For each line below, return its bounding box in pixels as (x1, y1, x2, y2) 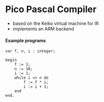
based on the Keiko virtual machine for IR (12, 20, 99, 26)
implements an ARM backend (12, 25, 75, 31)
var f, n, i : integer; (5, 49, 56, 54)
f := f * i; (23, 80, 49, 85)
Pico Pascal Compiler (5, 4, 97, 15)
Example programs (5, 37, 46, 44)
